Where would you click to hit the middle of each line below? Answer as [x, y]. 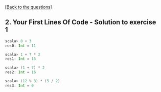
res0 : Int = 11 [21, 46]
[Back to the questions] [29, 7]
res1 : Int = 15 [21, 59]
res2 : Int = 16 [21, 73]
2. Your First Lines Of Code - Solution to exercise [81, 22]
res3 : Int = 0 [20, 85]
